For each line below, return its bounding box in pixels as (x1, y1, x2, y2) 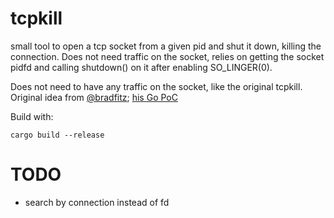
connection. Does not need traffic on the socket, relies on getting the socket (10, 50, 325, 62)
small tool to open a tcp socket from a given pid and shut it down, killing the (10, 40, 322, 52)
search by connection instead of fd (24, 196, 170, 208)
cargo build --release (10, 130, 105, 140)
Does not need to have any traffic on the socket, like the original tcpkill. (10, 80, 303, 92)
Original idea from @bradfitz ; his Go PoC (10, 91, 178, 103)
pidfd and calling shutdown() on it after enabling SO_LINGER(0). (10, 61, 273, 73)
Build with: (10, 110, 54, 122)
